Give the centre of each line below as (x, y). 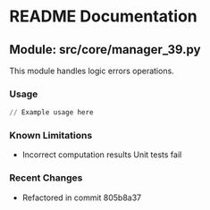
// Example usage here (51, 113)
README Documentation (104, 17)
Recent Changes (46, 178)
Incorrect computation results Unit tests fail (102, 155)
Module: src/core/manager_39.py (105, 50)
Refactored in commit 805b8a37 (82, 197)
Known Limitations (51, 136)
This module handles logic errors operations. (92, 71)
